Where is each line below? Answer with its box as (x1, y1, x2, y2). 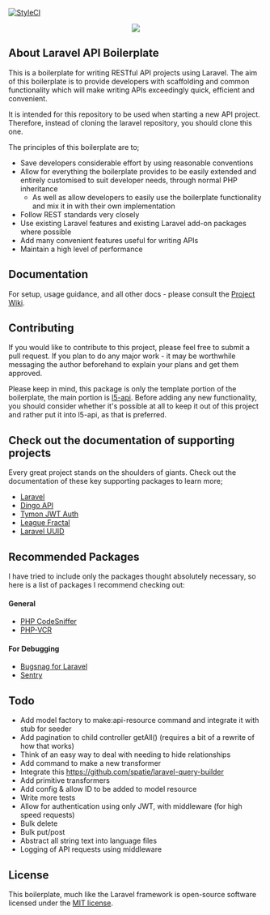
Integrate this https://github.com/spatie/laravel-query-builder (19, 767, 225, 777)
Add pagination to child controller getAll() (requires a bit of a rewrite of (19, 733, 255, 742)
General (8, 598, 36, 608)
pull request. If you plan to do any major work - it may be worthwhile (8, 351, 236, 361)
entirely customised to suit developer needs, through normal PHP (19, 175, 238, 185)
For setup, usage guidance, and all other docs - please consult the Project (8, 289, 255, 299)
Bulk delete (19, 819, 58, 828)
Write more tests (19, 793, 76, 802)
